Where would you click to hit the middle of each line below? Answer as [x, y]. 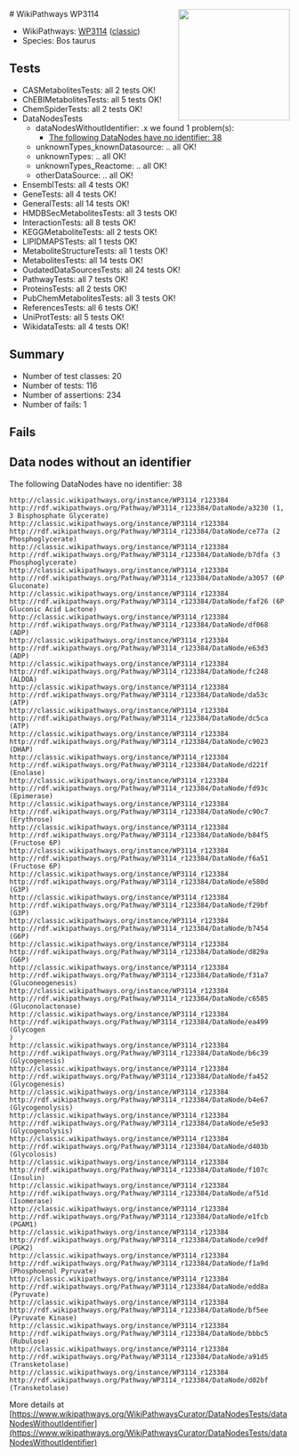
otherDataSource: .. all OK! [84, 175]
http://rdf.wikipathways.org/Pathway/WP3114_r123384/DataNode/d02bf [139, 1380]
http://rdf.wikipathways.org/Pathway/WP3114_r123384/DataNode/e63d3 [139, 648]
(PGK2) [21, 1248]
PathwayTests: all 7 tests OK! [75, 279]
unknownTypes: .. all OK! [81, 156]
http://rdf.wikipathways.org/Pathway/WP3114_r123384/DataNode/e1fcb [139, 1217]
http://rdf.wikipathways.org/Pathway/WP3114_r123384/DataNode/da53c [139, 695]
